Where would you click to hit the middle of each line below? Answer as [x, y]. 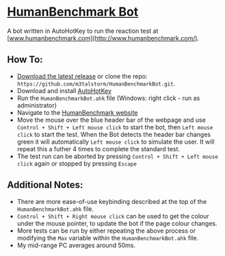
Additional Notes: [45, 185]
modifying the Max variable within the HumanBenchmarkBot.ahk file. [108, 238]
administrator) [37, 105]
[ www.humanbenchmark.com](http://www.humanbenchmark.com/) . [103, 38]
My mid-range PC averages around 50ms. [76, 245]
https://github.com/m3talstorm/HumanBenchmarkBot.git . [96, 84]
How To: [25, 60]
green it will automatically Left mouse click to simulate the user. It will [116, 142]
